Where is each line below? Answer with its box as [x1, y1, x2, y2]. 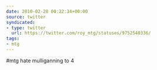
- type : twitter [6, 24, 46, 31]
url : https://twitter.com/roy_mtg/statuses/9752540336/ [11, 30, 151, 36]
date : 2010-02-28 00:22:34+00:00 [6, 8, 88, 15]
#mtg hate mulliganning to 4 [6, 57, 75, 64]
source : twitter [6, 14, 46, 20]
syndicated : [6, 19, 35, 25]
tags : [6, 36, 19, 41]
